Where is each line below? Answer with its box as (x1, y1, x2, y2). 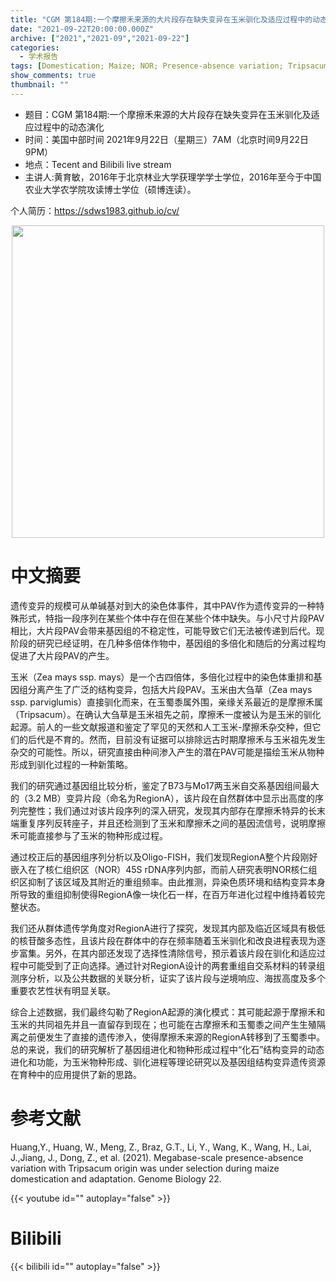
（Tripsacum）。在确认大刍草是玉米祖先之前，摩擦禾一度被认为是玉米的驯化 (10, 708, 322, 720)
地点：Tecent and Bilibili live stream (24, 158, 172, 170)
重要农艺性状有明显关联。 (10, 984, 116, 996)
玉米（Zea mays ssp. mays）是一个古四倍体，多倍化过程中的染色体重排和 (10, 671, 314, 683)
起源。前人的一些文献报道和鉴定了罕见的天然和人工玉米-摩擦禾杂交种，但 (10, 721, 313, 733)
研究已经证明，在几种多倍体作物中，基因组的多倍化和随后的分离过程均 (36, 637, 326, 649)
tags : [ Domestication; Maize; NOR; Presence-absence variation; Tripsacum (10, 61, 329, 71)
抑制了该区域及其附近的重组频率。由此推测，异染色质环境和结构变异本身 (27, 876, 326, 888)
